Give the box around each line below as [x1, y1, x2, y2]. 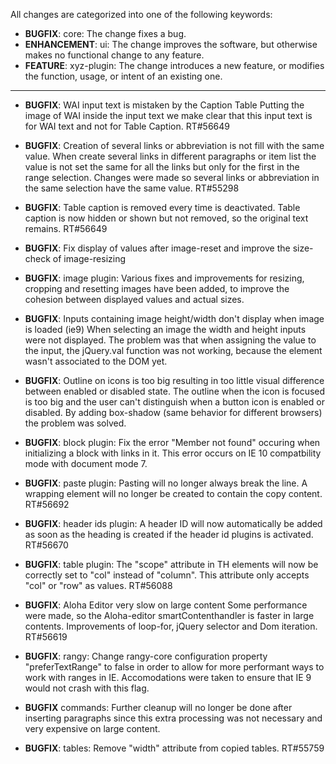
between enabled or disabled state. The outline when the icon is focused [24, 385, 326, 397]
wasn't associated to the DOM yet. [24, 355, 168, 367]
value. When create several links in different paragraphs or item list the [24, 150, 317, 162]
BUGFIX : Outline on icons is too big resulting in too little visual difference [24, 375, 325, 386]
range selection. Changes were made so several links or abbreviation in [24, 172, 320, 183]
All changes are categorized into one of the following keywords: [10, 9, 273, 20]
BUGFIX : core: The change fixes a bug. [24, 28, 187, 39]
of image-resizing [52, 253, 127, 264]
